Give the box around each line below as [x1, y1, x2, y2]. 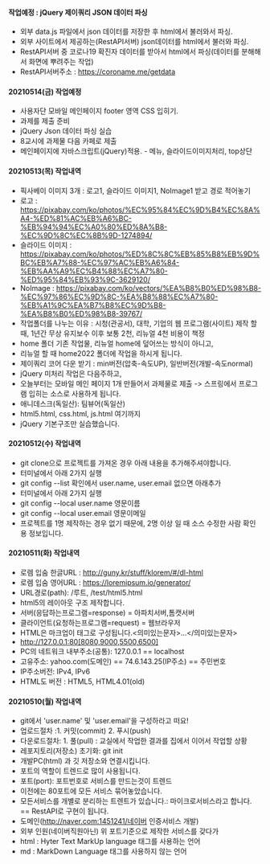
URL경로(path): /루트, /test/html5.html [19, 588, 143, 598]
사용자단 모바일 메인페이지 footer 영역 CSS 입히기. [19, 106, 179, 116]
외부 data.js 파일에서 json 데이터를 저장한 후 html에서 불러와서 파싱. [19, 27, 233, 36]
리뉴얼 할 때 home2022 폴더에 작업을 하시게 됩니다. [19, 348, 182, 358]
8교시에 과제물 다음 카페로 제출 [19, 137, 117, 146]
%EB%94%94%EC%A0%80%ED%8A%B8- [19, 222, 168, 231]
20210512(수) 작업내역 [8, 439, 82, 448]
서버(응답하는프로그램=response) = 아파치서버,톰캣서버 [19, 608, 195, 618]
